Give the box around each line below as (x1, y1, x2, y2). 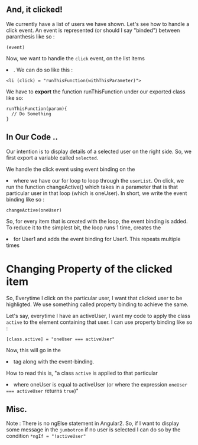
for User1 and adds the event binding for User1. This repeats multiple (14, 235, 181, 242)
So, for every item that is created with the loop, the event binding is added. (6, 217, 188, 225)
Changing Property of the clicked (6, 262, 173, 275)
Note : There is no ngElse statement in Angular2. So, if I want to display (6, 420, 179, 427)
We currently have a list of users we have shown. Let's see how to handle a (6, 20, 190, 27)
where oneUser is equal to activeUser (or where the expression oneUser (14, 381, 188, 388)
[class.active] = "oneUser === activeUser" (6, 336, 115, 342)
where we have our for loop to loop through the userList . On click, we (14, 177, 184, 184)
